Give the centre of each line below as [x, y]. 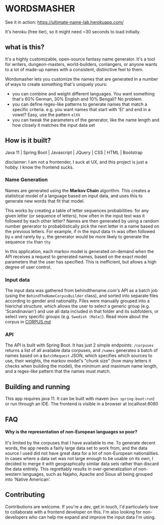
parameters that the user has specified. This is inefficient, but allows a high [81, 262]
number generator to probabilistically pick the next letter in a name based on [82, 226]
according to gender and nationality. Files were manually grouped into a [77, 301]
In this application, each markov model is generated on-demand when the [80, 251]
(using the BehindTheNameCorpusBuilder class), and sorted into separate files [82, 296]
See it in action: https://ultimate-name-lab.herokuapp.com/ [64, 22]
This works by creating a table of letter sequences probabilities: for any [77, 210]
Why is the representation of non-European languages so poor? [71, 432]
